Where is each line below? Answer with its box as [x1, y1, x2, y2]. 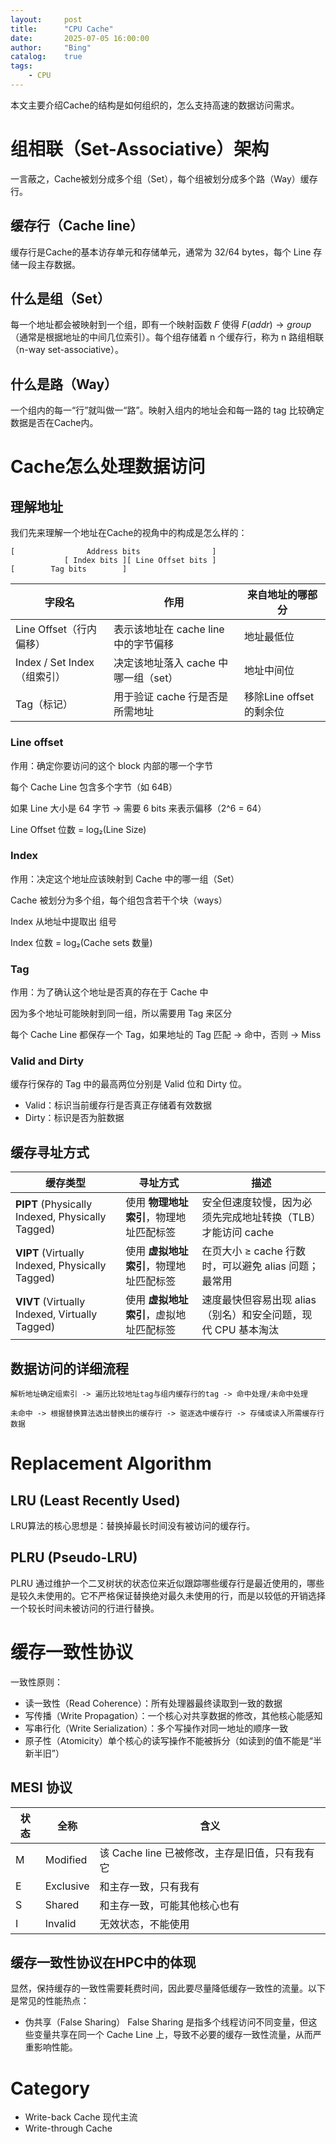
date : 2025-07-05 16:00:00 [10, 33, 150, 43]
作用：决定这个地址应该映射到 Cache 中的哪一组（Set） [10, 872, 240, 885]
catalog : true [10, 52, 83, 62]
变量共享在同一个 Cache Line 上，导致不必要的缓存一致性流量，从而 [33, 2029, 313, 2041]
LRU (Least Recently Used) [10, 1492, 181, 1509]
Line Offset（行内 [15, 622, 98, 636]
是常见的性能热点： [10, 1995, 90, 2007]
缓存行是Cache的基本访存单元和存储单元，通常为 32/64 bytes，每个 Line [10, 246, 312, 258]
